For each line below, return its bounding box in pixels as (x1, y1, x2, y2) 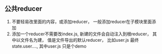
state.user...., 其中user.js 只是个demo (11, 43, 87, 49)
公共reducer (4, 4, 43, 13)
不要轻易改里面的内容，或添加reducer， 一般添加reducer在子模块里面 (11, 19, 152, 25)
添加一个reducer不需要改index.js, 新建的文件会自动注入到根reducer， (11, 31, 152, 37)
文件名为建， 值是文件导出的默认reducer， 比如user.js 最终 (20, 37, 139, 43)
